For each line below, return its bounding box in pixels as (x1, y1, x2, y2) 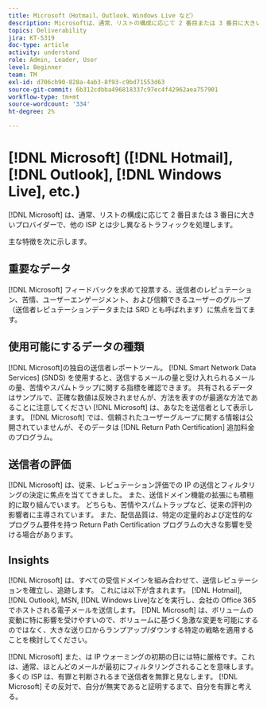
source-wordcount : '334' (8, 100, 91, 108)
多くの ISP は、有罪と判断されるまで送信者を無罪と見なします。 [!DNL (8, 672, 238, 682)
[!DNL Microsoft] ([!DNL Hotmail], (8, 149, 233, 167)
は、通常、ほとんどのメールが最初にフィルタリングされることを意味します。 (8, 662, 258, 671)
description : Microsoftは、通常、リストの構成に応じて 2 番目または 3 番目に (8, 19, 244, 27)
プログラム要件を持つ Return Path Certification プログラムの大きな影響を (8, 520, 246, 529)
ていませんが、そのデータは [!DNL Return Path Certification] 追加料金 (29, 422, 255, 431)
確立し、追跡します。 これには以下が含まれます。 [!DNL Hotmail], (29, 586, 242, 595)
